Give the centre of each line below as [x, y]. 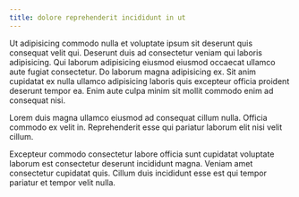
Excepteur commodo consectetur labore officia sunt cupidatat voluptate [142, 154]
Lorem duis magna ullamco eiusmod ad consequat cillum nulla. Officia [138, 117]
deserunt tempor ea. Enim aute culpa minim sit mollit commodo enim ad [141, 90]
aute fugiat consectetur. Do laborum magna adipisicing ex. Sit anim [133, 72]
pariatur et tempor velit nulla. [63, 182]
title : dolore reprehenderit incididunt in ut [98, 17]
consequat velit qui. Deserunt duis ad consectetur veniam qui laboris [136, 52]
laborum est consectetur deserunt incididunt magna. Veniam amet [131, 163]
